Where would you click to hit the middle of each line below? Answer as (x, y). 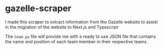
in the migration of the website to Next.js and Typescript (62, 27)
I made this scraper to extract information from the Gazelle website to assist (81, 22)
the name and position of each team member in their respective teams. (77, 41)
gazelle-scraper (38, 8)
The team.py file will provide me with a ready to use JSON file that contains (81, 36)
